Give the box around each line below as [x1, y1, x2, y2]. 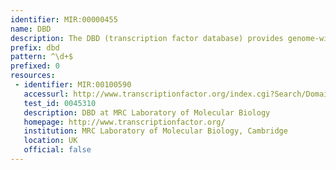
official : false [23, 145, 92, 155]
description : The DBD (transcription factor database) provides [10, 33, 284, 43]
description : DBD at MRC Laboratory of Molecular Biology [23, 107, 271, 118]
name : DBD [10, 24, 52, 34]
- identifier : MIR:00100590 [14, 80, 132, 90]
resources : [10, 71, 56, 81]
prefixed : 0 [10, 61, 60, 71]
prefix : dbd [10, 42, 60, 53]
